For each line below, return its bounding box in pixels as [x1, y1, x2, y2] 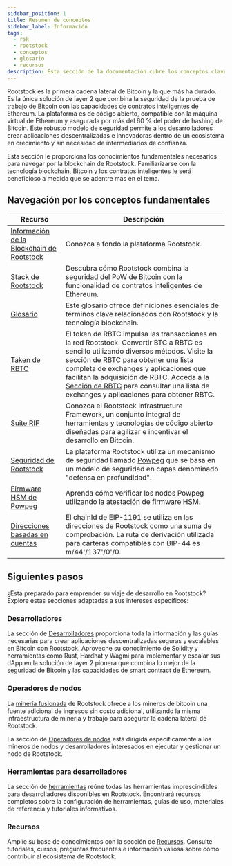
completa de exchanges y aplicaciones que [65, 364, 206, 374]
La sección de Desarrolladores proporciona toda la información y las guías [7, 629, 219, 638]
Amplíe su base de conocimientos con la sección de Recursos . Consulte [7, 838, 213, 846]
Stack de [10, 272, 39, 282]
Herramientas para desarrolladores [7, 766, 128, 776]
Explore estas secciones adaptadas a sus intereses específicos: [7, 597, 189, 605]
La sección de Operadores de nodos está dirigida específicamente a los [7, 734, 212, 743]
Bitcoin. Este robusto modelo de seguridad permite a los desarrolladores [7, 124, 213, 132]
